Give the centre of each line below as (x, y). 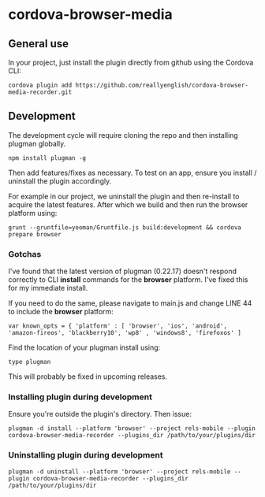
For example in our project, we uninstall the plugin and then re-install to (124, 196)
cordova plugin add (40, 85)
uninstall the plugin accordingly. (60, 181)
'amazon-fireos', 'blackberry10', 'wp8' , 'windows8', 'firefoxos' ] (125, 333)
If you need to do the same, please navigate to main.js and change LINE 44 (130, 303)
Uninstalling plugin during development (86, 455)
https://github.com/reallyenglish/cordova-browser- (162, 85)
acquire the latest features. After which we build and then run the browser (128, 204)
